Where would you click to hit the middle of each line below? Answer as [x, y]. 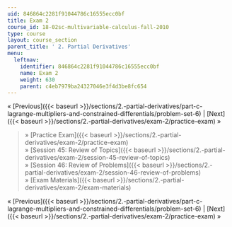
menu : [15, 54]
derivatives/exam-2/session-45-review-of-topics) [97, 158]
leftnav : [27, 60]
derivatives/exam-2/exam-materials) [78, 187]
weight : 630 [37, 80]
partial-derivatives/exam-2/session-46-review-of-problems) [113, 173]
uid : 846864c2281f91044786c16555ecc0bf [66, 14]
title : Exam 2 [28, 21]
